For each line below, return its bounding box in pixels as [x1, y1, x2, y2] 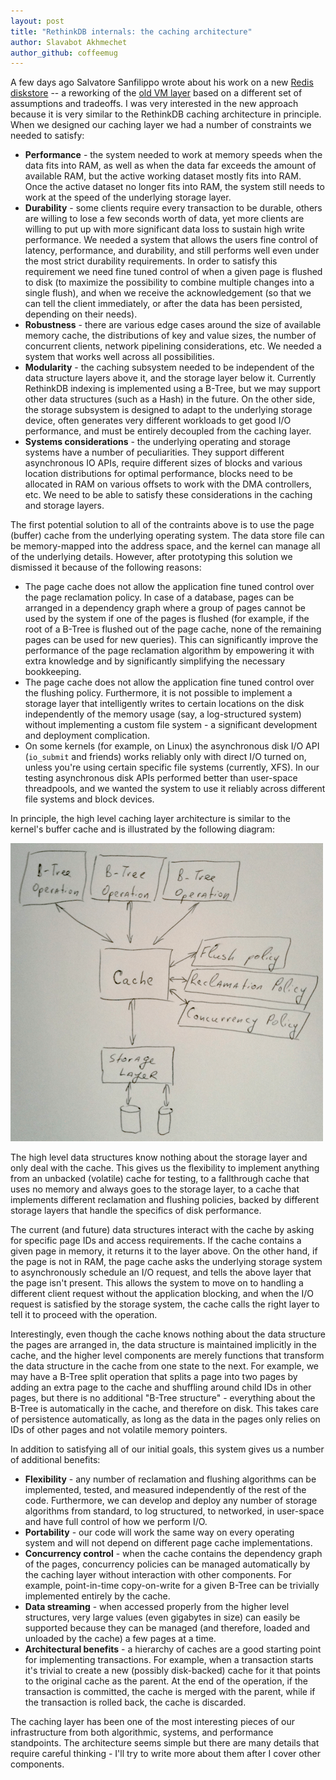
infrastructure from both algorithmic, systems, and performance [10, 1726, 274, 1739]
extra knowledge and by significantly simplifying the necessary [24, 655, 286, 667]
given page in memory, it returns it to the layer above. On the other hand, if [10, 1245, 318, 1257]
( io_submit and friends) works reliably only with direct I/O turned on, [24, 751, 307, 763]
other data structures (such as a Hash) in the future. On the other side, [24, 393, 316, 405]
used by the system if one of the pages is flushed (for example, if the [24, 613, 310, 625]
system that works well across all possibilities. [24, 351, 215, 363]
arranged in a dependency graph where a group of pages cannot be [24, 602, 306, 614]
